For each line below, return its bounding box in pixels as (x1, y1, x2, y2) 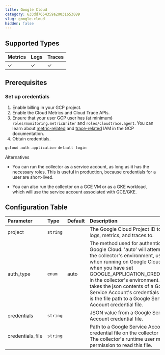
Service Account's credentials (89, 289, 159, 296)
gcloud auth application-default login (5, 145, 87, 150)
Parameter (7, 218, 33, 224)
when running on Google (89, 258, 147, 265)
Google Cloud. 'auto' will (89, 246, 146, 253)
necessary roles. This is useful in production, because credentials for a (12, 169, 156, 175)
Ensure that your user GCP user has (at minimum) (12, 115, 113, 121)
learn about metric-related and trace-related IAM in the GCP (12, 125, 134, 131)
